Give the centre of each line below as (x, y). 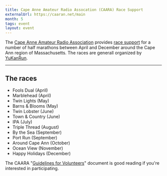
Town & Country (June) (36, 117)
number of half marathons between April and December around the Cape (80, 48)
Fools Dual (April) (30, 90)
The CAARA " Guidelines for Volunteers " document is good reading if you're (83, 163)
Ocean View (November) (38, 148)
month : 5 (14, 19)
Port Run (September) (35, 137)
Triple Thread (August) (36, 127)
